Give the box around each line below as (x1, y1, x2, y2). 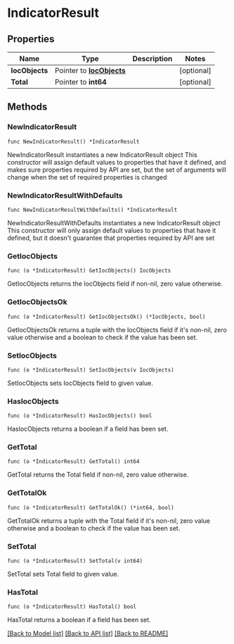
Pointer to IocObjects (55, 65, 126, 75)
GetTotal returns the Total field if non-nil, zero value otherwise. (7, 470, 189, 479)
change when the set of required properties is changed (7, 172, 167, 181)
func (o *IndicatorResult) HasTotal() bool (7, 603, 137, 610)
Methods (7, 101, 48, 113)
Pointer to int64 (55, 77, 107, 87)
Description (132, 54, 173, 63)
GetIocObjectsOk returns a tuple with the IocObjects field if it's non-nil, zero (7, 325, 227, 334)
